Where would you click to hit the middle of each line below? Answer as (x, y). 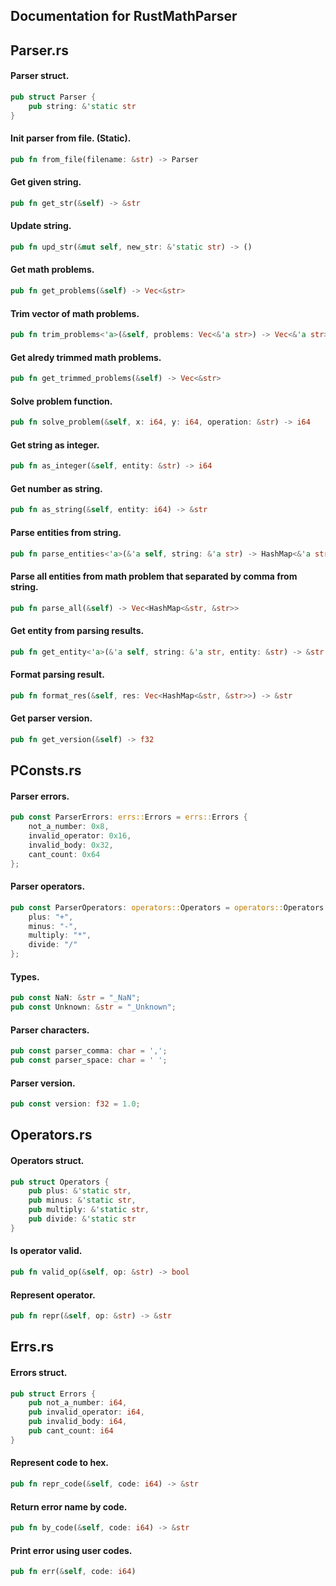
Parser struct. (40, 76)
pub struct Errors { (53, 1394)
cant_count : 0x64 (64, 854)
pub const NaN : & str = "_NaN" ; (75, 998)
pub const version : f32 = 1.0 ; (75, 1104)
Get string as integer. (55, 445)
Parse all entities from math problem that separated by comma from (154, 576)
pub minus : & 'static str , (82, 1200)
